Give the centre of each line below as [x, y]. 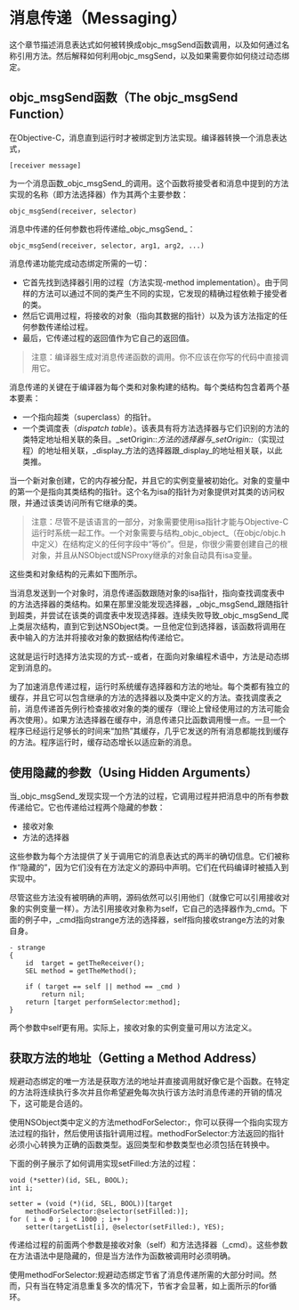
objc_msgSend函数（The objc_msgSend [124, 98]
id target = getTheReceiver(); [85, 963]
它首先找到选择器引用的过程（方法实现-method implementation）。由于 [151, 282]
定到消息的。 [32, 667]
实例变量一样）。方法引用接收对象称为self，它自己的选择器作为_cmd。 [152, 908]
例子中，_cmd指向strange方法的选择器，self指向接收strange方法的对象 [155, 919]
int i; [21, 1188]
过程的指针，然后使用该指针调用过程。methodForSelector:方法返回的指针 [150, 1134]
